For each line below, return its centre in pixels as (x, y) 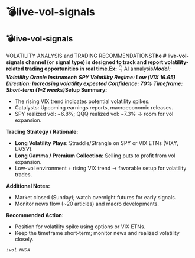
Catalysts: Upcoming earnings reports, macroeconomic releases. (94, 107)
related (15, 69)
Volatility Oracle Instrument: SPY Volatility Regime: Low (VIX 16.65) (91, 77)
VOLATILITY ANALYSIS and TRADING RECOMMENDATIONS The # (86, 56)
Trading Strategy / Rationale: (42, 132)
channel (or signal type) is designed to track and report (95, 62)
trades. (23, 175)
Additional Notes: (28, 186)
